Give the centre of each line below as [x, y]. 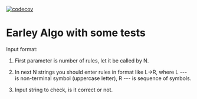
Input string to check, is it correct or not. [64, 90]
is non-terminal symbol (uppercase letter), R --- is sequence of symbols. [103, 78]
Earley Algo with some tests [76, 33]
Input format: [22, 49]
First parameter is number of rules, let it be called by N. [82, 60]
